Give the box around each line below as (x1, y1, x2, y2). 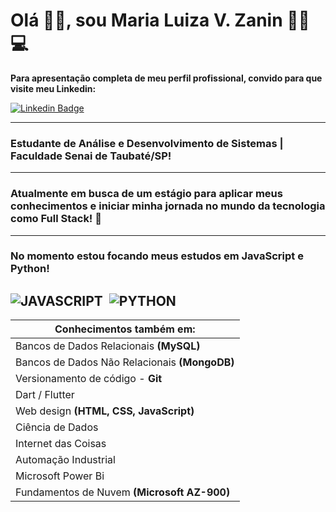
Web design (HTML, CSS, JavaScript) (15, 404, 195, 418)
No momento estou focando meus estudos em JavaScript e (10, 249, 304, 263)
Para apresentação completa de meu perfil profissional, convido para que (10, 72, 323, 84)
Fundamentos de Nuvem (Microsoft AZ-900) (15, 485, 231, 499)
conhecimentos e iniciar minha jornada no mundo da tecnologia (10, 199, 326, 213)
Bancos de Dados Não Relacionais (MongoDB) (15, 355, 235, 369)
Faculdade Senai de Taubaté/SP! (10, 149, 172, 163)
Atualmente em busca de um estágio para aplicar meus (10, 187, 283, 201)
